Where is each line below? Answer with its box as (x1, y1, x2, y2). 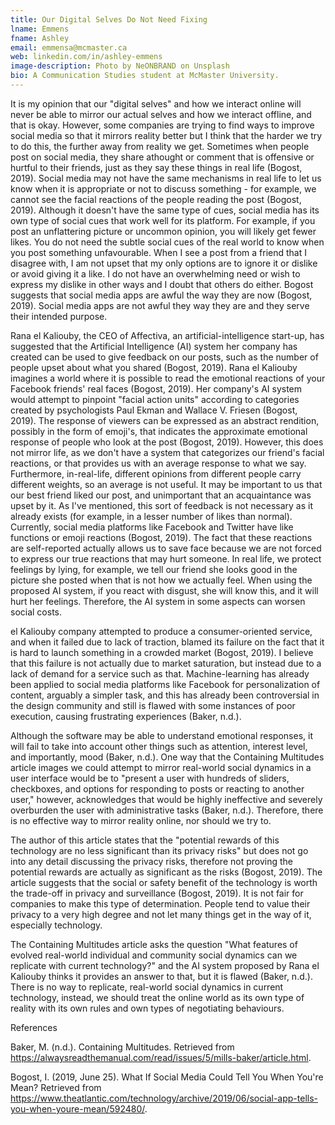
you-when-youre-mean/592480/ (10, 1102, 145, 1115)
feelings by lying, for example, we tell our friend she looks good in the (10, 563, 298, 575)
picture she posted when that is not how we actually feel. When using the (10, 574, 313, 586)
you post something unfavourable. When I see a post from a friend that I (10, 246, 307, 258)
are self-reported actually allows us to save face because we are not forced (10, 542, 322, 554)
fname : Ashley (10, 33, 70, 43)
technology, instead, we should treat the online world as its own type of (10, 991, 305, 1003)
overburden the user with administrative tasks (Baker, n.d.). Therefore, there (10, 804, 324, 816)
